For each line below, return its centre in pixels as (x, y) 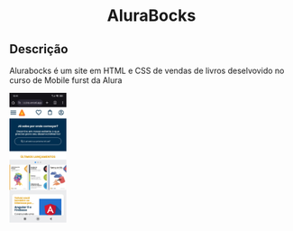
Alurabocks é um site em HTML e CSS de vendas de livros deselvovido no (147, 70)
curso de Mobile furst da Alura (66, 80)
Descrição (39, 49)
